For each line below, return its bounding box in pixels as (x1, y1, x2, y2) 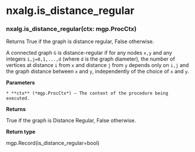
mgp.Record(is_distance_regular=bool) (6, 140, 100, 147)
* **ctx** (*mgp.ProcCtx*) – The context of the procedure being (6, 90, 168, 97)
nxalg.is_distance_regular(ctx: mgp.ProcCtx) (6, 25, 137, 33)
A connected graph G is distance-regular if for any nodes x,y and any (6, 50, 172, 56)
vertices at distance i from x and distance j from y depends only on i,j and (6, 62, 189, 69)
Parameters (6, 79, 35, 86)
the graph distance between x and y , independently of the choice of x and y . (6, 68, 190, 75)
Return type (6, 128, 36, 135)
